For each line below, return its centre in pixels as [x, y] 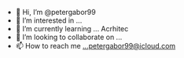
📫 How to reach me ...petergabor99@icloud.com [96, 46]
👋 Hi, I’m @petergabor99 [55, 12]
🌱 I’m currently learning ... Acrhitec [72, 29]
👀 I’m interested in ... [49, 20]
